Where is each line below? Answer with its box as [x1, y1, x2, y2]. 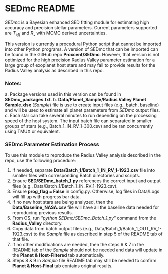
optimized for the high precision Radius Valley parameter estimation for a [5, 57, 155, 63]
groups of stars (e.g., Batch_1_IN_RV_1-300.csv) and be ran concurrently [5, 123, 153, 129]
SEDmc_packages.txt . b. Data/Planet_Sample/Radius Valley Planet [5, 97, 146, 103]
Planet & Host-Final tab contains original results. [12, 263, 113, 269]
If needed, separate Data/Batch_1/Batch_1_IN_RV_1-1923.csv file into [12, 167, 155, 173]
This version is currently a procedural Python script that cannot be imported [5, 41, 161, 47]
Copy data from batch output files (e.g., [12, 226, 94, 232]
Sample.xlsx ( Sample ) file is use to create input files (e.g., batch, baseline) [5, 102, 159, 108]
